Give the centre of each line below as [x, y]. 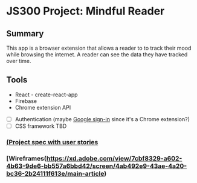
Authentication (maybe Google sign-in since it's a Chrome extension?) [102, 119]
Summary [25, 34]
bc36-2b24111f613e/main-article [55, 173]
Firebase [26, 101]
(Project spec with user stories [52, 142]
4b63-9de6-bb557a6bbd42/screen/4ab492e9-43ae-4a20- [97, 166]
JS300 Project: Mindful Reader [86, 11]
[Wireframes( [27, 158]
